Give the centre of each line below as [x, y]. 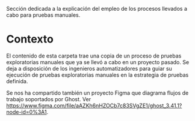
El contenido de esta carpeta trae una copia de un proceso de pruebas [94, 56]
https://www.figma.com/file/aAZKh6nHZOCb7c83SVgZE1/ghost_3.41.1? [94, 105]
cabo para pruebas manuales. [43, 15]
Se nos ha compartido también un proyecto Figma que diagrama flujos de [97, 93]
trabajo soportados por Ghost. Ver [49, 99]
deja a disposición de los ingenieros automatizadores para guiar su [89, 68]
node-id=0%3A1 [26, 112]
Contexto [30, 39]
